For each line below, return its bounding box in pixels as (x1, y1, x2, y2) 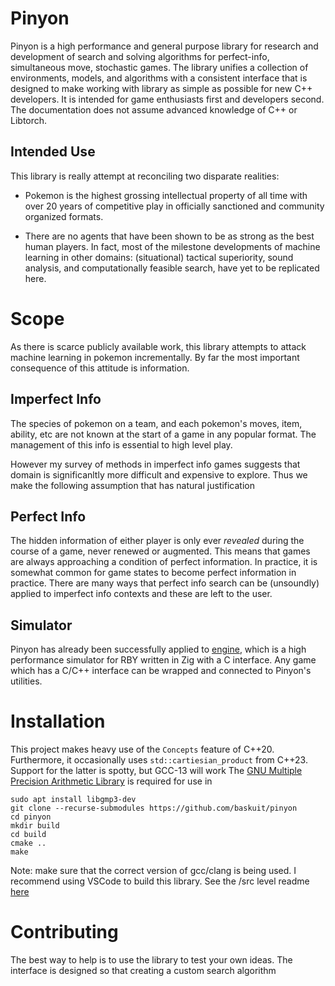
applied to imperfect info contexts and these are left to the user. (10, 588, 273, 600)
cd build (10, 830, 47, 840)
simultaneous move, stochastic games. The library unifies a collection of (10, 61, 309, 73)
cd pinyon (10, 812, 52, 822)
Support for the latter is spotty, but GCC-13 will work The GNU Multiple (10, 765, 303, 777)
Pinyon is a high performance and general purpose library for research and (10, 40, 319, 52)
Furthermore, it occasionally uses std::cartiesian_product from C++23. (10, 754, 308, 766)
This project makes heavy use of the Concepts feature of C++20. (10, 743, 275, 756)
